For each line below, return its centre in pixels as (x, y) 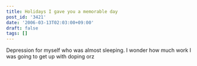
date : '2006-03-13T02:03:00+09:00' (50, 22)
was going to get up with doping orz (50, 57)
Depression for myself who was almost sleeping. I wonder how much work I (99, 50)
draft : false (22, 28)
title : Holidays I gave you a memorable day (62, 11)
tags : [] (17, 34)
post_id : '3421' (26, 17)
